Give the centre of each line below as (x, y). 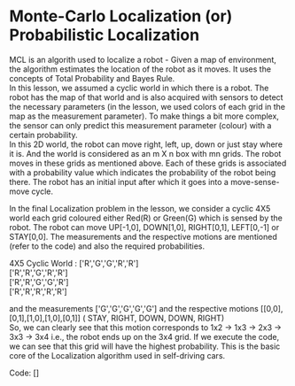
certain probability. (43, 135)
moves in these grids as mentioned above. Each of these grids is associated (148, 163)
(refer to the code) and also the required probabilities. (107, 246)
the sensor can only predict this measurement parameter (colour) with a (140, 125)
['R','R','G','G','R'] (39, 282)
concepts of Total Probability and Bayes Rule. (92, 78)
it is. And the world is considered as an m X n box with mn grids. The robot (145, 153)
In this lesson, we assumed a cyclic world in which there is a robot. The (139, 88)
